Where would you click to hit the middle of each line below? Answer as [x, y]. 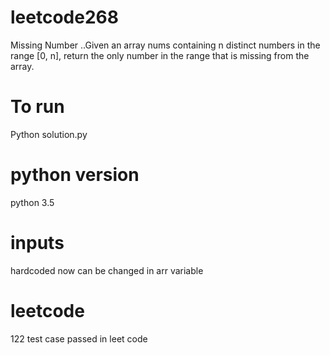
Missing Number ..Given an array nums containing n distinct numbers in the [165, 45]
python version [75, 175]
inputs [37, 243]
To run [37, 107]
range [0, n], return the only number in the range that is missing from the [160, 55]
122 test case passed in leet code [79, 338]
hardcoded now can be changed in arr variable [107, 270]
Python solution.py [49, 134]
